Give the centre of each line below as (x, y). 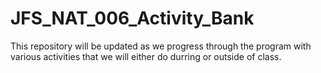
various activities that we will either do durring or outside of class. (146, 56)
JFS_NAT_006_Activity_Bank (132, 18)
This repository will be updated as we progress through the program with (161, 46)
